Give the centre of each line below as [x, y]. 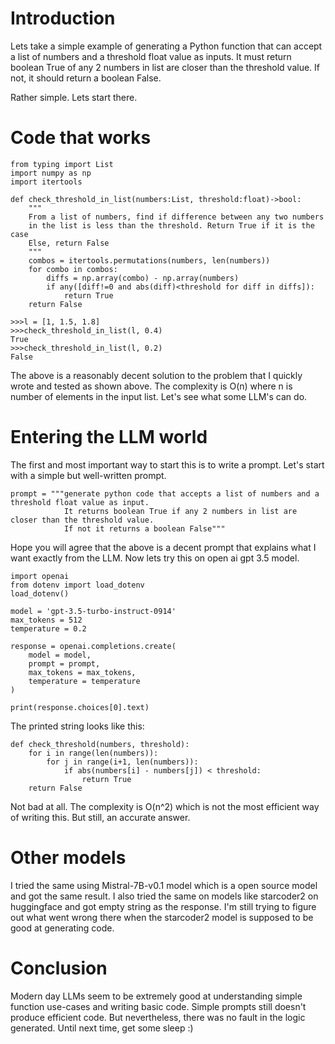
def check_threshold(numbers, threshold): [100, 744]
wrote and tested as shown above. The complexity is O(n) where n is [151, 386]
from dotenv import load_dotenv [77, 585]
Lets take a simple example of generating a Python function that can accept [166, 46]
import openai [40, 576]
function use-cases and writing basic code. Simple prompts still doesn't [158, 1006]
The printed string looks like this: [77, 726]
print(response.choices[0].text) [80, 707]
